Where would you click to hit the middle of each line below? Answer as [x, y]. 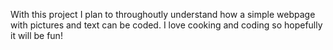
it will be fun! [36, 35]
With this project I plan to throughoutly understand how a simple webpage [163, 14]
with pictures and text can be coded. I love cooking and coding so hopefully [166, 25]
